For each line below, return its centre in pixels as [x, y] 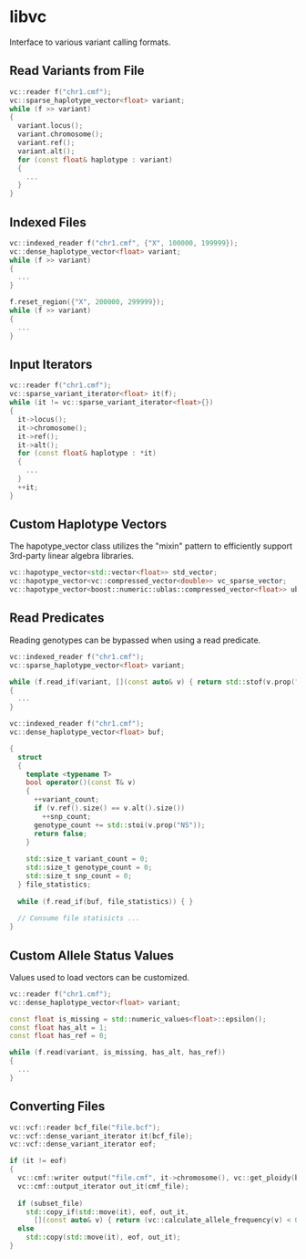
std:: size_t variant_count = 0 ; [87, 859]
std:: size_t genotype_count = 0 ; [89, 868]
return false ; [61, 834]
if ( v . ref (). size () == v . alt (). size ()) [109, 808]
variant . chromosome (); [61, 134]
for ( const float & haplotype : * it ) [87, 454]
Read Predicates [57, 618]
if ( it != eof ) [38, 1161]
